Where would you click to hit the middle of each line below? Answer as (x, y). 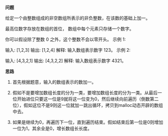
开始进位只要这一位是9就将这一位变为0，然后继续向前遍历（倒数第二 (88, 99)
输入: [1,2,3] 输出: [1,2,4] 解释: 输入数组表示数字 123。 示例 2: (68, 50)
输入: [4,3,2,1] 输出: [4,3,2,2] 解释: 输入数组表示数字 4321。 (66, 61)
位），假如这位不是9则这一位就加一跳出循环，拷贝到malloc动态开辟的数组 (88, 105)
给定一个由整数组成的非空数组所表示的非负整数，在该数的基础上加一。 (78, 18)
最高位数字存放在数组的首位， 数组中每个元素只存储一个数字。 (69, 29)
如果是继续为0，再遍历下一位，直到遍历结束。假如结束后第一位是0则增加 (88, 122)
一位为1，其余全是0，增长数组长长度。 (52, 128)
